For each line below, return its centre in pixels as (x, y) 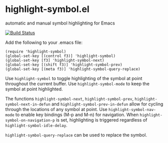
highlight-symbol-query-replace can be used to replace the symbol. (76, 135)
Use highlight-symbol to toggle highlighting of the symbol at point (74, 78)
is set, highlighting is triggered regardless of (102, 120)
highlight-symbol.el (47, 9)
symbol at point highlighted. (34, 89)
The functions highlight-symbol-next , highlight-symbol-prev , (69, 98)
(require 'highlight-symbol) (36, 51)
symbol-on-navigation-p (30, 120)
